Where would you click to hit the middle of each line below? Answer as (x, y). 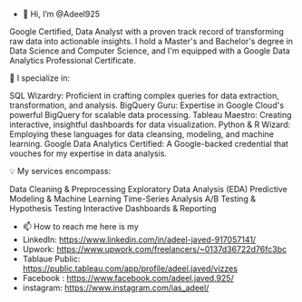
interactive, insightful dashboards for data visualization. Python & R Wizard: (150, 124)
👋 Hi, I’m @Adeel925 (61, 14)
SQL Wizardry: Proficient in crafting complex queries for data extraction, (144, 96)
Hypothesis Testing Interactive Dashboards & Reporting (113, 208)
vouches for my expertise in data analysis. (88, 153)
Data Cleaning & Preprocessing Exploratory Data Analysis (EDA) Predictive (148, 189)
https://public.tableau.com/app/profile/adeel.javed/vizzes (130, 268)
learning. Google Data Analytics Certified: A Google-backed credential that (149, 144)
